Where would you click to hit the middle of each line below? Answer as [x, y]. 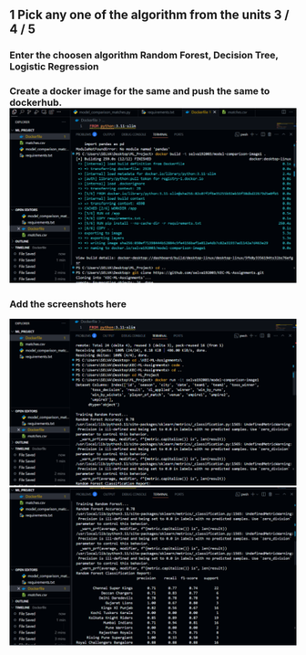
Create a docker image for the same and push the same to [140, 91]
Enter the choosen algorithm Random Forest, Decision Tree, [144, 56]
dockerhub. [36, 102]
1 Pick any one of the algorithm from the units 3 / [149, 15]
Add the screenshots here [68, 303]
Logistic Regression [54, 67]
